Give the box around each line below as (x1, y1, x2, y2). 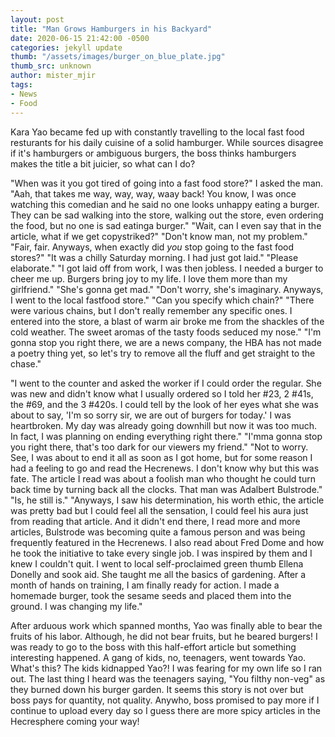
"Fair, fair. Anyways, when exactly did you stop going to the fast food (10, 241, 295, 253)
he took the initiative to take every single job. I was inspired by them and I (10, 547, 313, 559)
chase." (10, 357, 42, 370)
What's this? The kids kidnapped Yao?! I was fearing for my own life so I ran (10, 662, 323, 674)
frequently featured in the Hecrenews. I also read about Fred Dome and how (10, 536, 325, 548)
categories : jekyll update (10, 42, 123, 53)
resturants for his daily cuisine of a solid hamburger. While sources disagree (10, 136, 324, 148)
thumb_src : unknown (10, 61, 92, 71)
